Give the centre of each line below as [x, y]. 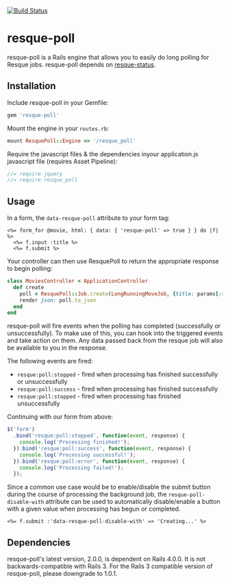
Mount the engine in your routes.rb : [58, 128]
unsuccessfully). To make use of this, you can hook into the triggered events [115, 333]
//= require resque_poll [42, 180]
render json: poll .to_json [58, 300]
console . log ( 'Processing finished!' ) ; [75, 442]
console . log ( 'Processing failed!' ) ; [72, 467]
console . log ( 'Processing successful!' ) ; [78, 455]
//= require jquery [35, 174]
